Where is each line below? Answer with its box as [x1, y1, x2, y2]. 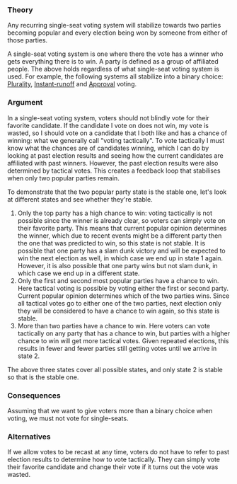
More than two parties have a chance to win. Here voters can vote [17, 321, 211, 330]
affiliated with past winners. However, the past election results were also [7, 159, 219, 167]
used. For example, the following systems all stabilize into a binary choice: [7, 72, 224, 81]
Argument [7, 98, 43, 108]
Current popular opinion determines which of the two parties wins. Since [17, 292, 230, 300]
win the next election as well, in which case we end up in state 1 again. [17, 253, 224, 263]
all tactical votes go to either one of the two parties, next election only [17, 299, 221, 307]
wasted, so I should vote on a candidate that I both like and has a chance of [7, 129, 228, 137]
